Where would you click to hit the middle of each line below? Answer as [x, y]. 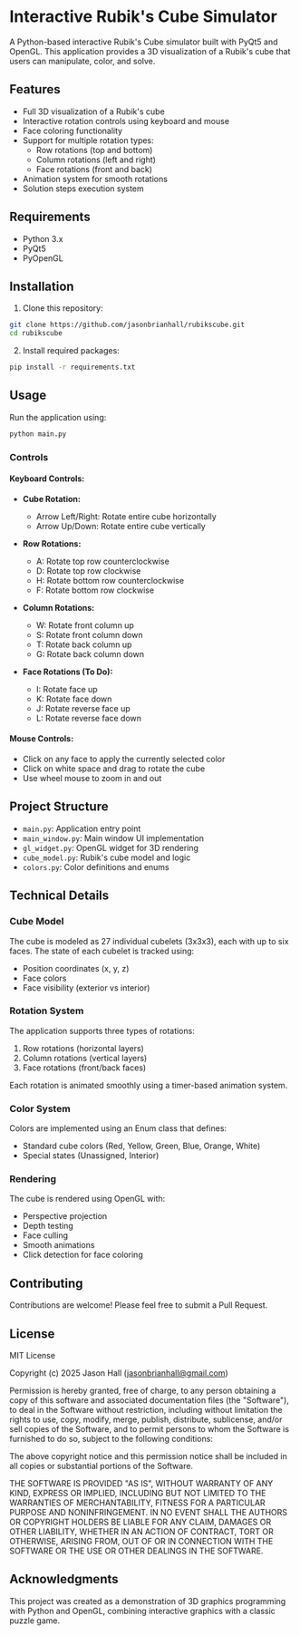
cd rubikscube [36, 334]
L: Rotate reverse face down [89, 718]
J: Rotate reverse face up [83, 708]
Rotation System [47, 1011]
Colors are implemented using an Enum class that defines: [118, 1128]
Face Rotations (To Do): [68, 672]
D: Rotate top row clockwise [88, 571]
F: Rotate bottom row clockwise [95, 590]
